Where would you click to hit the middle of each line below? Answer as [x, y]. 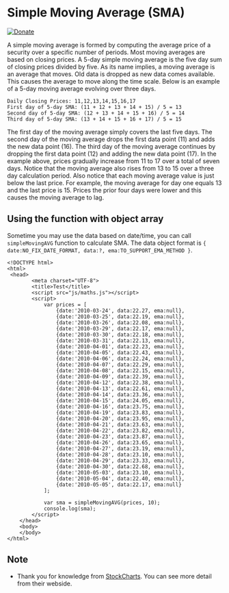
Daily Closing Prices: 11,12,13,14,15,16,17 [71, 101]
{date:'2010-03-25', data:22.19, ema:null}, [120, 317]
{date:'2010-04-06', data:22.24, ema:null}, [120, 359]
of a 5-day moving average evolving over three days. [81, 88]
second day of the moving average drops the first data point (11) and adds [111, 139]
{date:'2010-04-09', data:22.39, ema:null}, [120, 376]
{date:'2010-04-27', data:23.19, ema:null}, [120, 448]
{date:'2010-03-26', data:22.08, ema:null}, [120, 323]
